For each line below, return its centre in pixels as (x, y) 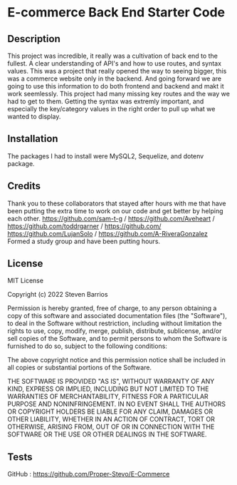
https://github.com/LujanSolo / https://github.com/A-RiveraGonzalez (108, 233)
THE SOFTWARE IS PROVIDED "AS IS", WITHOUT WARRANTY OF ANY (111, 382)
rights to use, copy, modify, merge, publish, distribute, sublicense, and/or (115, 331)
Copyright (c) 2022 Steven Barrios (58, 295)
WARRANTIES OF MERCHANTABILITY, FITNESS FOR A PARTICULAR (108, 397)
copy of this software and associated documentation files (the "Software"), (117, 316)
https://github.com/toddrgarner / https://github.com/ (84, 226)
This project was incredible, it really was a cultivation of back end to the (113, 56)
